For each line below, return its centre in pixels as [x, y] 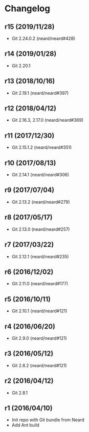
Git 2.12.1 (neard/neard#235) [40, 256]
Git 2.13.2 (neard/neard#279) [41, 202]
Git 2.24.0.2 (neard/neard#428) [43, 38]
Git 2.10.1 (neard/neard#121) [39, 311]
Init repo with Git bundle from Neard [48, 420]
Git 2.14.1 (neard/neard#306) [40, 175]
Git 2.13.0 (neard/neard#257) [41, 229]
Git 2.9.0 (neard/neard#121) [39, 338]
